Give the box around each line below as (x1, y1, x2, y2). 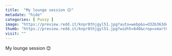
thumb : (5, 26, 19, 32)
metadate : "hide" (5, 12, 42, 17)
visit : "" (5, 31, 27, 36)
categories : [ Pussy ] (5, 17, 54, 22)
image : (5, 21, 19, 27)
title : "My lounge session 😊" (5, 7, 74, 13)
